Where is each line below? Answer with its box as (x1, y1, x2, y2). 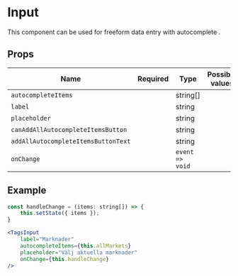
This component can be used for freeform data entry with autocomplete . (7, 28, 221, 36)
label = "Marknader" (20, 236, 74, 243)
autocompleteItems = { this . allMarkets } (20, 242, 132, 249)
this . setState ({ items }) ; (20, 210, 100, 217)
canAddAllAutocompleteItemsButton (11, 126, 127, 133)
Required (137, 74, 169, 84)
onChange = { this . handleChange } (20, 255, 110, 263)
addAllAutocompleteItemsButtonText (11, 137, 131, 145)
